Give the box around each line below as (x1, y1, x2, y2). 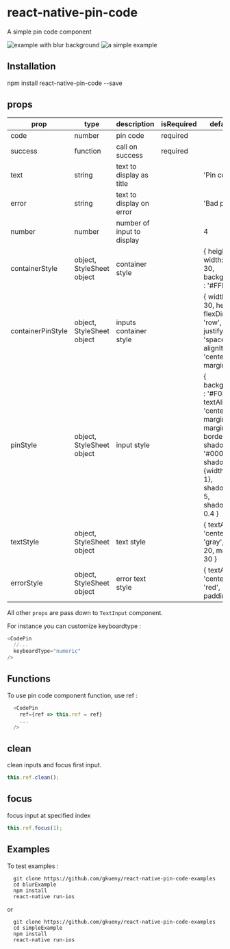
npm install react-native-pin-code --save (7, 79, 123, 87)
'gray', (203, 537, 225, 546)
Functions (7, 673, 51, 685)
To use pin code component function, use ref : (7, 691, 138, 699)
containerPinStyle (10, 326, 68, 335)
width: (203, 255, 224, 265)
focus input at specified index (7, 811, 91, 819)
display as (116, 170, 149, 180)
